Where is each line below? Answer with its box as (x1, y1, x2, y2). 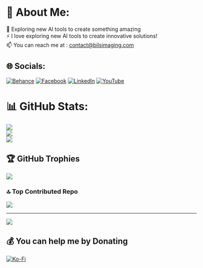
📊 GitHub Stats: (6, 99, 89, 113)
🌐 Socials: (6, 61, 46, 71)
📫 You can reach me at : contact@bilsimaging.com (6, 41, 134, 48)
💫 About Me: (6, 5, 70, 19)
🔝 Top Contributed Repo (6, 188, 79, 196)
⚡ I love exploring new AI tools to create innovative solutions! (6, 32, 158, 39)
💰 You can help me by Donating (6, 236, 128, 247)
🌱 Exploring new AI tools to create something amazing (6, 25, 141, 33)
